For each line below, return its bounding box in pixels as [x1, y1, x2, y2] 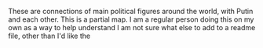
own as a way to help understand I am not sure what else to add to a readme [8, 23, 256, 32]
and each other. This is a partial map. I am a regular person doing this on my [8, 15, 254, 24]
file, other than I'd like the [8, 31, 91, 40]
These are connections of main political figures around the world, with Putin [8, 7, 254, 15]
